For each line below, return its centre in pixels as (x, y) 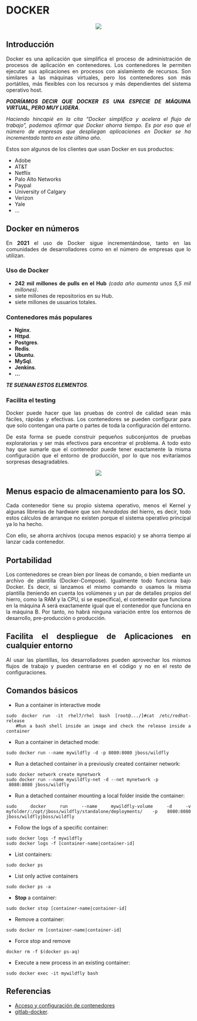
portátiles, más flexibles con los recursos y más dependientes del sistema (98, 83)
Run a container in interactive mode (57, 705)
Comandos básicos (42, 691)
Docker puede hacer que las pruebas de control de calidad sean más (98, 413)
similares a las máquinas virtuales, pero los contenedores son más (98, 77)
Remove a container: (39, 919)
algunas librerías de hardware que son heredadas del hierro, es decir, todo (98, 512)
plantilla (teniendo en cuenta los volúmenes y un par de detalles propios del (98, 593)
